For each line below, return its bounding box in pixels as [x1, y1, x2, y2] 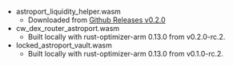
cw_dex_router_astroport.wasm [15, 24, 120, 33]
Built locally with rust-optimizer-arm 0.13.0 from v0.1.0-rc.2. [27, 49, 224, 58]
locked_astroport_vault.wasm [15, 41, 112, 50]
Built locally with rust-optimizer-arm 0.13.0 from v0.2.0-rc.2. [27, 32, 226, 41]
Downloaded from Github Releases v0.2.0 [27, 15, 166, 25]
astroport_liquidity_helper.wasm [15, 7, 122, 16]
